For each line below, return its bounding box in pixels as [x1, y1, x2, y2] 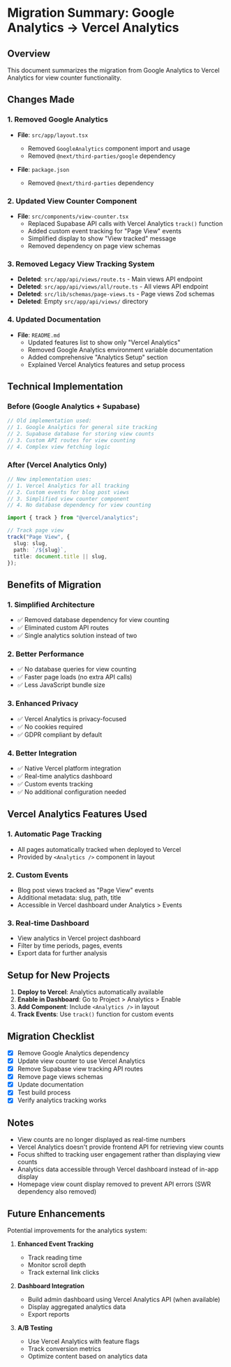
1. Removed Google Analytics [7, 115, 108, 124]
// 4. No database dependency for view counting [7, 502, 151, 509]
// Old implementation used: [7, 417, 92, 424]
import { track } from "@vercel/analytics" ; [7, 514, 139, 521]
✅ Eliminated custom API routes [17, 623, 110, 632]
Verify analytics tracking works [17, 1096, 107, 1105]
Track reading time [27, 1253, 82, 1261]
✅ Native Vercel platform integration [17, 764, 121, 773]
